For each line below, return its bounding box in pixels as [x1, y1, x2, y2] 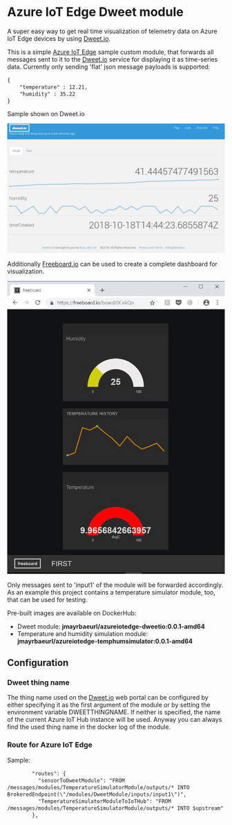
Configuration [7, 657, 69, 669]
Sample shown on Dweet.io [7, 109, 85, 118]
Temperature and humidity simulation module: [17, 629, 148, 637]
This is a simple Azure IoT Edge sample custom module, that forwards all [7, 48, 214, 56]
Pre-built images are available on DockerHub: [7, 608, 137, 617]
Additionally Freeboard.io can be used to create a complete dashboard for [7, 260, 217, 269]
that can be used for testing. [7, 595, 88, 604]
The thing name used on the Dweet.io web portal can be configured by [7, 693, 209, 702]
